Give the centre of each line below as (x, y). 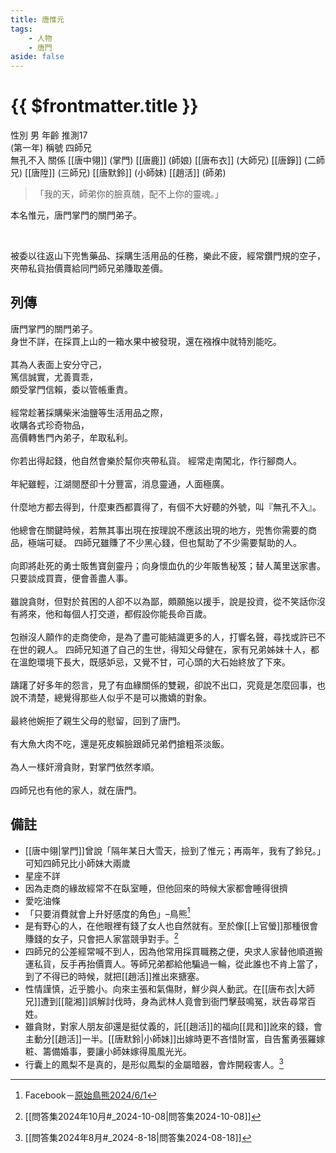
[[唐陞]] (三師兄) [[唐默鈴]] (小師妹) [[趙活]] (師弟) (125, 173)
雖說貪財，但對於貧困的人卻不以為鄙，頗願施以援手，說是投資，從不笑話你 (163, 601)
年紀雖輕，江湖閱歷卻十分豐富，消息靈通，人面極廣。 (120, 483)
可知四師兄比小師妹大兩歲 (77, 863)
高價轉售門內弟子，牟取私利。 (71, 437)
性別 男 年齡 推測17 (49, 135)
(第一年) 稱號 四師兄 (51, 148)
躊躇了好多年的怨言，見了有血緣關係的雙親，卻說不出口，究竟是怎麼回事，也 (168, 685)
